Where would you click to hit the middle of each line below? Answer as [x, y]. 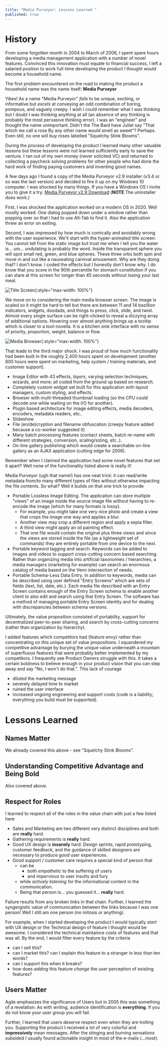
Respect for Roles [33, 801]
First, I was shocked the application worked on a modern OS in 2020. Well [81, 207]
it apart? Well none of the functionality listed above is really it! [68, 466]
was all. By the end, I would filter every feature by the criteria [68, 938]
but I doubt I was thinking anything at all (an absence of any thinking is [78, 115]
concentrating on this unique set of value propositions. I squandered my [79, 642]
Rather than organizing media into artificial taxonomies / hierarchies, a [84, 559]
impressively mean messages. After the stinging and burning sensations [80, 1033]
